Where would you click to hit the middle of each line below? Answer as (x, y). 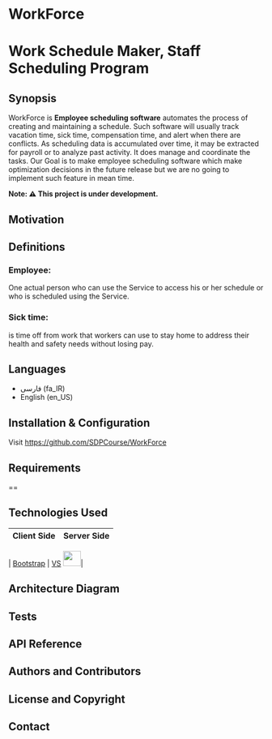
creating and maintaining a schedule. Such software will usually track (124, 127)
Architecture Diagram (64, 589)
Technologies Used (58, 513)
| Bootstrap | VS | (46, 563)
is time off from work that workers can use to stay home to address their (129, 335)
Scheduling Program (79, 69)
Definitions (37, 247)
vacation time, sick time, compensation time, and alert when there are (125, 135)
